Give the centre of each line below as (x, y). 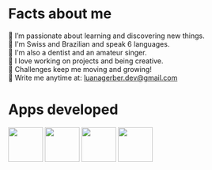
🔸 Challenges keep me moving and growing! (80, 69)
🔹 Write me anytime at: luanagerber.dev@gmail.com (93, 77)
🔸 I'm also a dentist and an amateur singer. (78, 52)
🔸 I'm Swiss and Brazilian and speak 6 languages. (89, 43)
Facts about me (60, 14)
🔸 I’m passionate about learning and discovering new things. (106, 36)
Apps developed (63, 110)
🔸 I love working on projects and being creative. (86, 61)
